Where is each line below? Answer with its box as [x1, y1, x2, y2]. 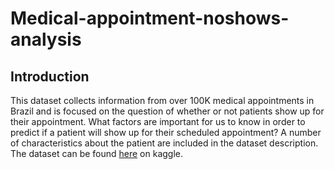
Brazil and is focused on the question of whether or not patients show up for [10, 105, 325, 117]
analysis [10, 28, 82, 51]
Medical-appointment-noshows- [10, 7, 290, 30]
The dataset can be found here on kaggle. [10, 148, 184, 159]
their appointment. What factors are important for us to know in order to [10, 116, 306, 127]
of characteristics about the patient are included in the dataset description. [10, 137, 319, 149]
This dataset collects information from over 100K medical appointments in [10, 95, 315, 106]
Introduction [10, 68, 90, 85]
